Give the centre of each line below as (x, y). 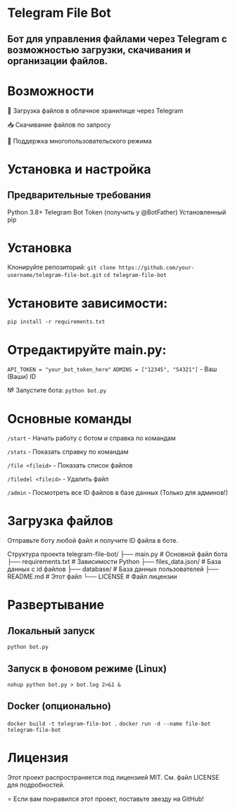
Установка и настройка (79, 169)
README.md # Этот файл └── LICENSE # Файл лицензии (92, 577)
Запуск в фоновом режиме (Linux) (87, 668)
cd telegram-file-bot (135, 276)
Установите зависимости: (87, 303)
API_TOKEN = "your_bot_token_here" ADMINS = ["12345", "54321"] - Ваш (112, 369)
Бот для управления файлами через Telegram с (117, 39)
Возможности (51, 91)
